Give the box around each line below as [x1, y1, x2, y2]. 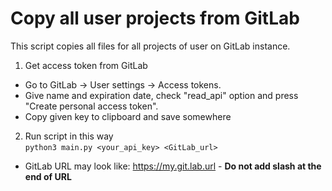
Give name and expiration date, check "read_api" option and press [24, 89, 299, 101]
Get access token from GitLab [24, 59, 148, 71]
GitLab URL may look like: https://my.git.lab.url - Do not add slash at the [24, 160, 322, 172]
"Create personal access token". [24, 100, 159, 112]
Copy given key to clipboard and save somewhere [24, 110, 232, 122]
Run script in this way [24, 130, 114, 142]
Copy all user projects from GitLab [10, 7, 300, 30]
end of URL [24, 170, 72, 182]
